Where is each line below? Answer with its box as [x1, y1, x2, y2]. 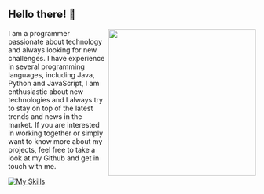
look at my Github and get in [8, 153, 100, 163]
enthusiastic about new [8, 87, 84, 96]
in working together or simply [8, 128, 104, 138]
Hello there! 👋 [8, 8, 76, 21]
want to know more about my [8, 136, 103, 145]
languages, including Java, [8, 70, 95, 79]
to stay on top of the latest [8, 103, 93, 113]
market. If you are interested [8, 120, 100, 129]
